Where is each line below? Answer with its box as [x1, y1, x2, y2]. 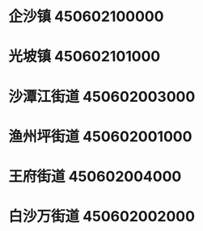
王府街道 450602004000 [8, 167, 182, 186]
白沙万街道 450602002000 [8, 208, 196, 226]
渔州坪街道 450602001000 [8, 127, 192, 145]
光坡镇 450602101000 [8, 48, 161, 65]
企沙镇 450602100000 [8, 7, 164, 26]
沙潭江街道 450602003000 [8, 87, 196, 106]
